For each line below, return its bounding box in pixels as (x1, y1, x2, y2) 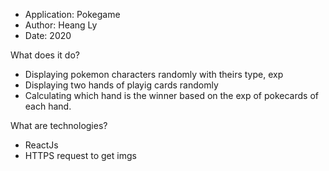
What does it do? (10, 49, 80, 61)
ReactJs (24, 139, 59, 151)
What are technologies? (10, 120, 108, 131)
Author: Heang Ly (24, 19, 98, 31)
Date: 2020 (24, 30, 72, 41)
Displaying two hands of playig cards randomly (24, 79, 219, 91)
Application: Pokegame (24, 9, 121, 20)
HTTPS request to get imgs (24, 150, 137, 161)
